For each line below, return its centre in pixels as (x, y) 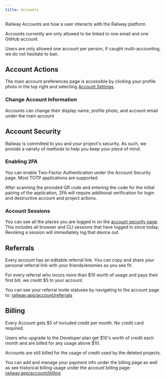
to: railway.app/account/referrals (39, 295)
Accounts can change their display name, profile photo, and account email (82, 111)
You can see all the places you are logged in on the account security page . (82, 222)
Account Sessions (28, 211)
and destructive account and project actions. (51, 198)
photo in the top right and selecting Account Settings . (60, 87)
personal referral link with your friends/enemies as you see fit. (69, 265)
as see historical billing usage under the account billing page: (68, 368)
